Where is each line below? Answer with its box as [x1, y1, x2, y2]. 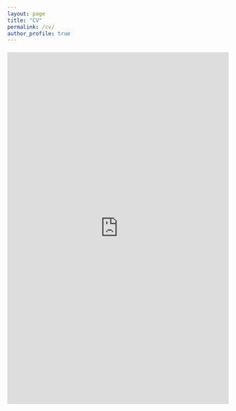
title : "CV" [7, 17, 42, 24]
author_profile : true [7, 30, 71, 37]
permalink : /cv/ [7, 23, 55, 30]
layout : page [7, 10, 46, 18]
